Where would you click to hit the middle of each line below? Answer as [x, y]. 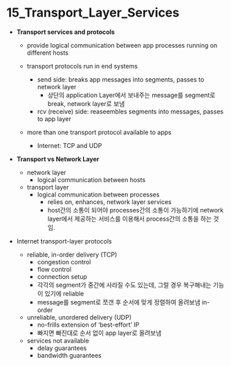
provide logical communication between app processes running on [122, 45]
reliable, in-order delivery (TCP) [72, 255]
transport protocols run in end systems [82, 66]
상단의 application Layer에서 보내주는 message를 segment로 [131, 95]
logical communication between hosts [91, 180]
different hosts [48, 53]
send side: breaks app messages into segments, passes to [121, 79]
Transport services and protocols [66, 32]
